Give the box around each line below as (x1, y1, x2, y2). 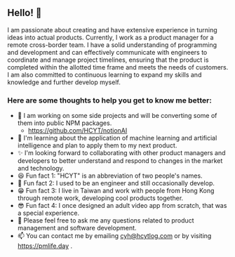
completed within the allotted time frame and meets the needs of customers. (7, 62, 229, 71)
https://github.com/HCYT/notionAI (27, 126, 128, 135)
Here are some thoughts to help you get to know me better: (7, 95, 212, 105)
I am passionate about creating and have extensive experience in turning (7, 25, 217, 34)
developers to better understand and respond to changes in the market (17, 157, 223, 165)
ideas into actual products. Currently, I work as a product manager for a (7, 33, 214, 41)
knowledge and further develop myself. (7, 78, 121, 86)
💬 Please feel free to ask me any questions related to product (17, 216, 194, 225)
